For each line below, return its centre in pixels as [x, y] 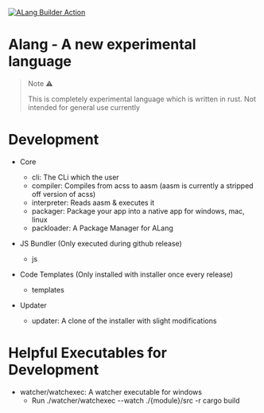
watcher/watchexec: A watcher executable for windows [111, 391]
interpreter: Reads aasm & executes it [93, 203]
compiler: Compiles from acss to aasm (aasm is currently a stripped [142, 185]
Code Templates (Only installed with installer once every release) [126, 274]
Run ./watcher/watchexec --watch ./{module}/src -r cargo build [136, 400]
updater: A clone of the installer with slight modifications [124, 321]
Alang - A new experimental [102, 45]
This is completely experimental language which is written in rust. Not [142, 99]
